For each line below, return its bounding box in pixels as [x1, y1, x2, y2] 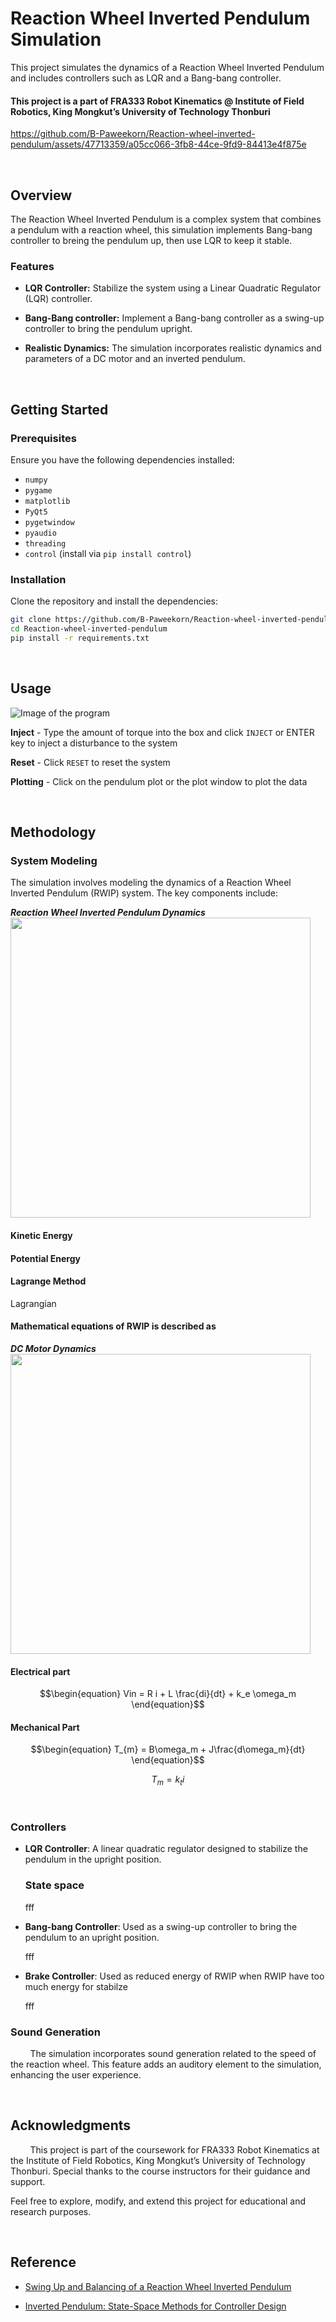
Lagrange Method [10, 1275, 87, 1287]
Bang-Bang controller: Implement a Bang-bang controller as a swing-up [24, 312, 325, 324]
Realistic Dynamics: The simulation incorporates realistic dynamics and [24, 342, 322, 354]
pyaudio [24, 528, 57, 538]
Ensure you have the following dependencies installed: [10, 453, 235, 466]
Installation [10, 572, 67, 586]
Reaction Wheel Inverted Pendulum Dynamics [10, 907, 206, 919]
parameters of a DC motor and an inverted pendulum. [24, 353, 246, 365]
